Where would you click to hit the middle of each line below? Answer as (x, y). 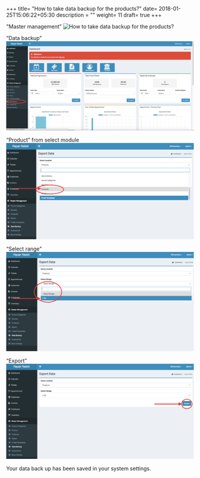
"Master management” (34, 27)
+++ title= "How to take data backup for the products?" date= (82, 9)
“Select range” (24, 249)
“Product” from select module (43, 140)
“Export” (17, 360)
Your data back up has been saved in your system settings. (79, 468)
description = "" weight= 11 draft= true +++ (109, 15)
